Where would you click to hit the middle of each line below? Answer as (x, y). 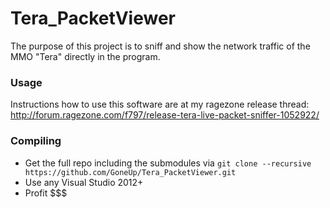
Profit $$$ (46, 193)
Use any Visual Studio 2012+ (84, 182)
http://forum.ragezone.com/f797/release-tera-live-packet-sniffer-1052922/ (165, 115)
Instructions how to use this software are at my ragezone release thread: (160, 104)
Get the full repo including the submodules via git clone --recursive (168, 163)
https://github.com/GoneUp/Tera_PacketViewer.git (130, 172)
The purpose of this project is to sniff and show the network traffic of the (160, 46)
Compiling (36, 141)
